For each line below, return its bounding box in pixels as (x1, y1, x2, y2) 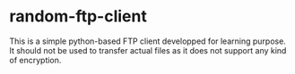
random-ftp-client (9, 6, 148, 27)
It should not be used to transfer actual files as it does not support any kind (9, 45, 287, 55)
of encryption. (9, 54, 62, 65)
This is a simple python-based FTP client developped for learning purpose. (9, 36, 287, 46)
